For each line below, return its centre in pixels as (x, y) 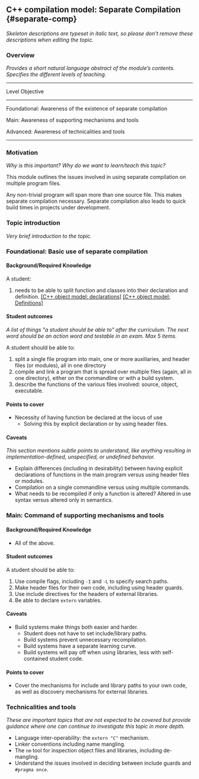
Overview (20, 55)
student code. (67, 658)
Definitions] (29, 303)
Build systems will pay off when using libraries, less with (92, 652)
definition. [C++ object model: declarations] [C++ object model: (92, 296)
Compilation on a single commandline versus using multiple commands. (102, 488)
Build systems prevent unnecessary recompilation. (85, 639)
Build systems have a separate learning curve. (80, 646)
